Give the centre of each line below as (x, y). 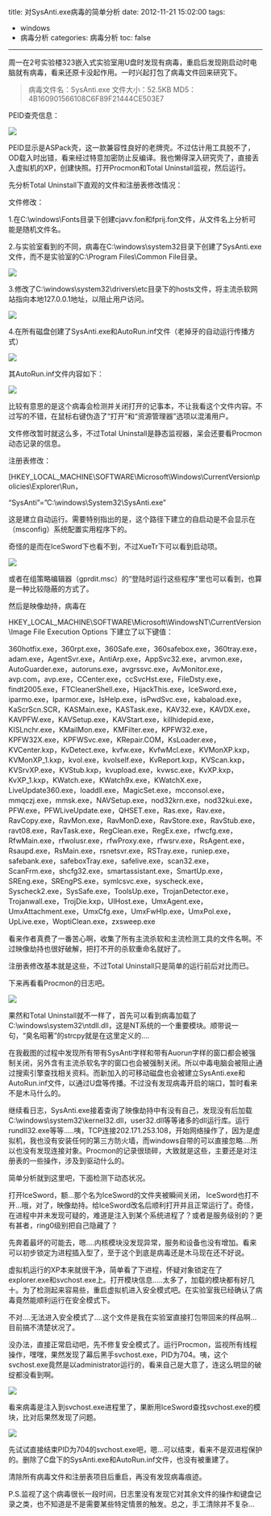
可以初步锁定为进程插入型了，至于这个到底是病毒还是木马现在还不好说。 (128, 1253)
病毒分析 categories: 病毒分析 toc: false (85, 38)
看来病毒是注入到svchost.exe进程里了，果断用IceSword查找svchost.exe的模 (135, 1407)
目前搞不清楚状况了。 (44, 1327)
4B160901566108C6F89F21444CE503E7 (96, 99)
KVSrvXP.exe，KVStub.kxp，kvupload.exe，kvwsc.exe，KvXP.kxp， (123, 770)
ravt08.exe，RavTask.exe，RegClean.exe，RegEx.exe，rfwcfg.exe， (123, 831)
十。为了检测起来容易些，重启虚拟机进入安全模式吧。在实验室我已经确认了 (132, 1290)
